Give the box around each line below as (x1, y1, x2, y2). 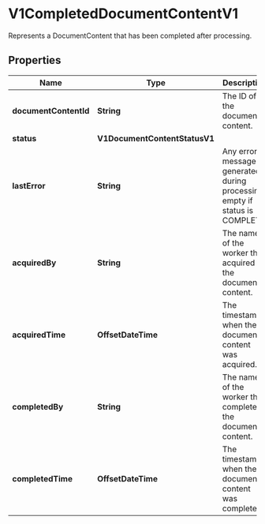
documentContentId (12, 105, 90, 116)
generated (222, 165, 261, 176)
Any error (222, 145, 258, 156)
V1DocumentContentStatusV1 (97, 133, 215, 144)
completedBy (12, 401, 64, 412)
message (222, 155, 256, 167)
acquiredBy (12, 257, 57, 268)
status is (222, 204, 254, 215)
